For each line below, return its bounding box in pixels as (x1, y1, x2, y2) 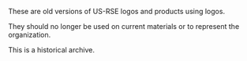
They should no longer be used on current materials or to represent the (8, 22, 240, 30)
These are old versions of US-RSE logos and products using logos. (8, 7, 226, 16)
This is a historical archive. (8, 45, 95, 54)
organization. (8, 30, 51, 39)
